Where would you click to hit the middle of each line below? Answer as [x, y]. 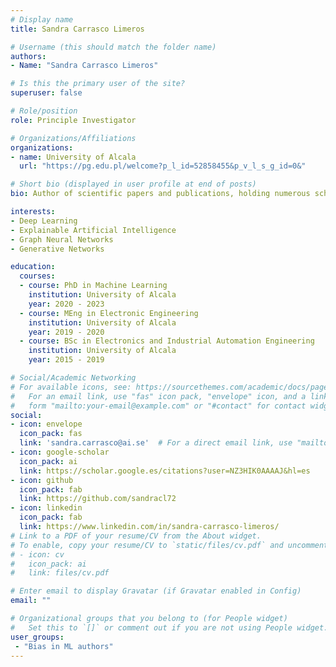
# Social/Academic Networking [73, 378]
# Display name [42, 19]
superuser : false [46, 93]
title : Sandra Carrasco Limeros [77, 29]
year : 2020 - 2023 [66, 304]
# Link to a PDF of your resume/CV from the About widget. [136, 536]
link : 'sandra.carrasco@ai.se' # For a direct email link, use [156, 443]
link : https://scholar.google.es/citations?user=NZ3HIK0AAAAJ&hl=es [165, 471]
